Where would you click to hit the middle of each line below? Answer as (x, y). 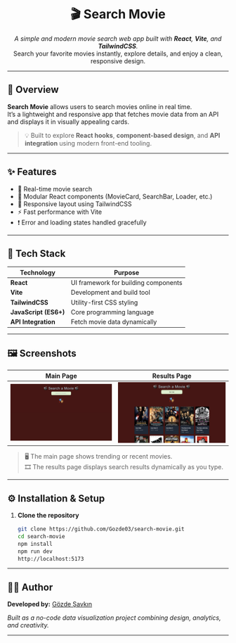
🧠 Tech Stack (37, 254)
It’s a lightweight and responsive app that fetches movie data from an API (113, 114)
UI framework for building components (126, 283)
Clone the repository (48, 516)
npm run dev (35, 551)
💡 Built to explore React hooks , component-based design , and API (122, 135)
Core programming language (112, 312)
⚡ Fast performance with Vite (60, 212)
